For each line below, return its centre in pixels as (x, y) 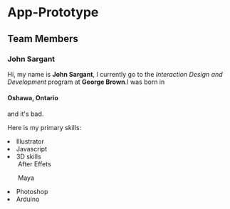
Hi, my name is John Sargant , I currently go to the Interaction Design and (115, 74)
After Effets (34, 164)
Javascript (32, 149)
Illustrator (31, 141)
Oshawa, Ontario (33, 98)
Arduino (28, 199)
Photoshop (32, 192)
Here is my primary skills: (45, 128)
